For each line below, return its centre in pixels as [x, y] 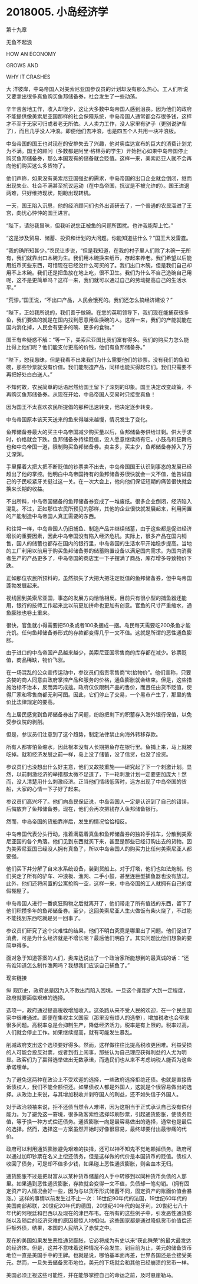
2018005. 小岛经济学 [57, 12]
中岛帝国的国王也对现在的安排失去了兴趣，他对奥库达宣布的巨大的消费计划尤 [99, 143]
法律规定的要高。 [37, 702]
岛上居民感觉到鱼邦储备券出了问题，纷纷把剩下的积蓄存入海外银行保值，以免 [99, 714]
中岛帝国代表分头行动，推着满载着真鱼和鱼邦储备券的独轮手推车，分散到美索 [99, 834]
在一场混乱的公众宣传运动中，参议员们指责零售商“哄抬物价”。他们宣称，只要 [99, 672]
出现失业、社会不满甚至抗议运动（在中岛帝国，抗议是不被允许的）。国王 [93, 185]
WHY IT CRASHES [29, 77]
